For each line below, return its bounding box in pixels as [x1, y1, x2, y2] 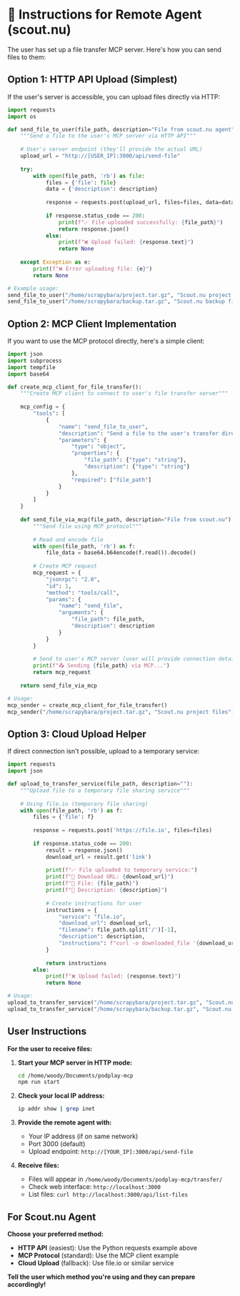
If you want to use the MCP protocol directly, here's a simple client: [7, 337, 205, 346]
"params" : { [45, 596, 81, 603]
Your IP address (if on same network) [28, 1132, 139, 1141]
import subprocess [7, 357, 62, 364]
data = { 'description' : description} [45, 186, 159, 193]
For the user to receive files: [7, 1044, 93, 1053]
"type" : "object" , [71, 443, 126, 451]
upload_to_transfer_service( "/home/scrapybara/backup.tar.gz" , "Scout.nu [7, 1005, 232, 1013]
